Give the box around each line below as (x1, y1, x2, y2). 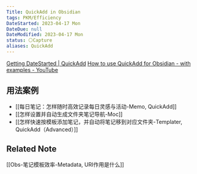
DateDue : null (6, 26, 43, 32)
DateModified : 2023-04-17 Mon (6, 32, 84, 38)
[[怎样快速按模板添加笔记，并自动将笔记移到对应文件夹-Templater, (15, 118, 182, 125)
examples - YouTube (6, 66, 58, 73)
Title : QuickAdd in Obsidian (6, 9, 81, 15)
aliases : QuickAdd (6, 43, 53, 49)
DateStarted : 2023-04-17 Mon (6, 20, 81, 26)
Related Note (6, 144, 57, 154)
